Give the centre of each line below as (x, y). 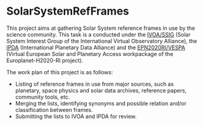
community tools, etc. (42, 97)
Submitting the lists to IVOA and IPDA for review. (76, 116)
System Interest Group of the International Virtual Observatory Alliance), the (102, 41)
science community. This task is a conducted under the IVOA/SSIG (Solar (98, 34)
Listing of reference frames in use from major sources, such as (94, 84)
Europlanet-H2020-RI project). (45, 60)
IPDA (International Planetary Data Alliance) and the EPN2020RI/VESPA (96, 47)
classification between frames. (54, 110)
